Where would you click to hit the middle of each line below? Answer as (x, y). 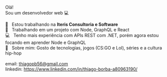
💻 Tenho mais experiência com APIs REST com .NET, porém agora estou (82, 35)
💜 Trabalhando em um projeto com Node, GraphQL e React (67, 30)
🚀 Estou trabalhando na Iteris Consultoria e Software (62, 24)
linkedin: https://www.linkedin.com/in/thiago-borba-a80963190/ (71, 69)
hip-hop (13, 53)
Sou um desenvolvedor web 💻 (37, 13)
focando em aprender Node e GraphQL (46, 42)
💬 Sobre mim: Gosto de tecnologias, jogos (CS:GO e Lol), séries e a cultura (83, 48)
